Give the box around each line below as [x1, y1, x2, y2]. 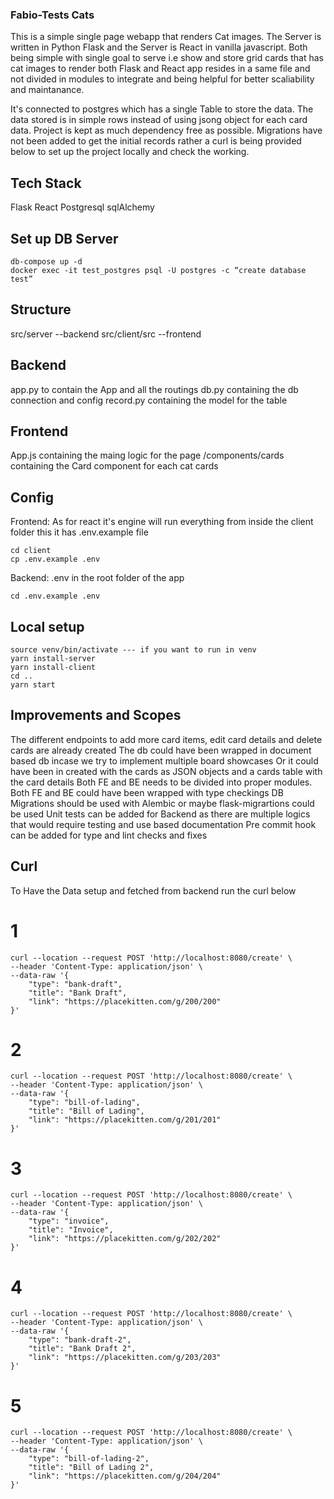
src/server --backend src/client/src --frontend [10, 328, 202, 340]
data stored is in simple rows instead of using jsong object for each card [10, 114, 308, 126]
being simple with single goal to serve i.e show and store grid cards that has [10, 52, 324, 64]
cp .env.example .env [10, 554, 101, 565]
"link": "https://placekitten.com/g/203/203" [28, 1353, 222, 1363]
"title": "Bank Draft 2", [28, 1344, 137, 1354]
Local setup [10, 618, 85, 635]
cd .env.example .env [10, 591, 101, 602]
